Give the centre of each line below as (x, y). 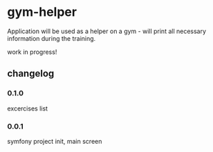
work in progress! (32, 52)
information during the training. (52, 38)
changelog (31, 74)
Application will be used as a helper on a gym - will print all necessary (106, 31)
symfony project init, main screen (55, 141)
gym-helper (42, 12)
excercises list (28, 108)
